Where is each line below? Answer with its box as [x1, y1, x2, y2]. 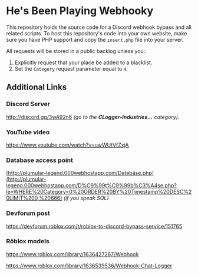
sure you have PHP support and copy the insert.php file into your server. [6, 36, 184, 43]
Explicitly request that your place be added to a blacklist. [14, 59, 153, 66]
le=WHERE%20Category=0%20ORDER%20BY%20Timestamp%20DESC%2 [6, 188, 192, 196]
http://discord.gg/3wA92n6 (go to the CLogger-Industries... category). [6, 113, 180, 120]
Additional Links [6, 82, 67, 92]
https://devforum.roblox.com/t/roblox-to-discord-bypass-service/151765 [6, 223, 183, 230]
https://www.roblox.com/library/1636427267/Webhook [6, 250, 139, 257]
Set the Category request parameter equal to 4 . [14, 65, 128, 72]
